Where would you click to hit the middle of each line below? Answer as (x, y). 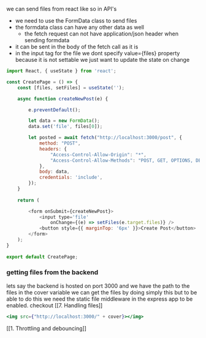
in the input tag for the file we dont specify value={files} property (97, 53)
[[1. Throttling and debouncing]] (47, 328)
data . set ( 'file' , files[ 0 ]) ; (66, 127)
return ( (29, 200)
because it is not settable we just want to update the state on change (102, 60)
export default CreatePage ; (42, 257)
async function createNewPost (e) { (63, 99)
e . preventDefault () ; (55, 110)
